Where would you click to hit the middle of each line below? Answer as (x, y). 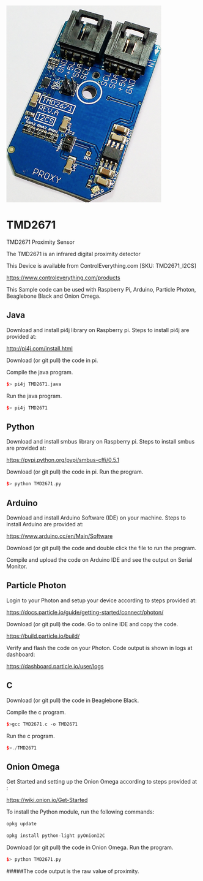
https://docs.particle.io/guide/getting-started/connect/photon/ (85, 612)
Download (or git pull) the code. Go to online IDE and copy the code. (92, 624)
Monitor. (17, 566)
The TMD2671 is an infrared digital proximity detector (73, 254)
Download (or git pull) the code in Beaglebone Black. (73, 700)
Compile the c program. (36, 712)
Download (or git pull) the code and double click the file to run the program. (102, 548)
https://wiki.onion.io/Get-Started (47, 800)
